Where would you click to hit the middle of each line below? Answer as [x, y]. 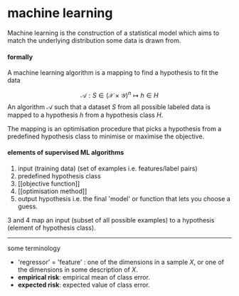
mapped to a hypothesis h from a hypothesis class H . [85, 115]
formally [20, 57]
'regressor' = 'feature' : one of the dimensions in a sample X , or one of [121, 262]
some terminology [34, 248]
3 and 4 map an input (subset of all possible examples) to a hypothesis [111, 220]
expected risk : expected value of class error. [84, 285]
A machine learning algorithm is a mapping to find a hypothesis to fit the [113, 73]
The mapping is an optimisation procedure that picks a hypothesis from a [115, 128]
